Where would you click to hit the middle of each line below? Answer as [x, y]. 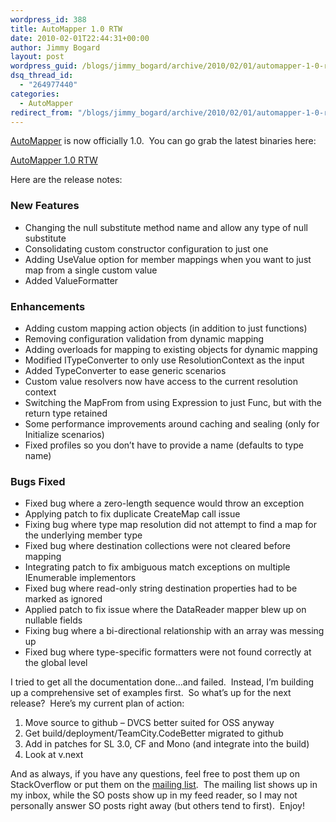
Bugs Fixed [38, 481]
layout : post [37, 57]
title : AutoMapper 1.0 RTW [66, 29]
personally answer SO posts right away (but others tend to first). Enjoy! [157, 806]
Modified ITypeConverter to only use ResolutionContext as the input [164, 360]
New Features [45, 206]
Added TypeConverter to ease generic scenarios [125, 370]
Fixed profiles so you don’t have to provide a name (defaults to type [164, 445]
